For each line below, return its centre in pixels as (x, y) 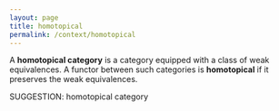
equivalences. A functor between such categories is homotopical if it (139, 69)
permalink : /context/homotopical (73, 34)
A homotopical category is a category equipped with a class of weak (139, 60)
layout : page (34, 18)
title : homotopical (46, 26)
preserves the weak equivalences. (74, 79)
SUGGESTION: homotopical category (79, 97)
